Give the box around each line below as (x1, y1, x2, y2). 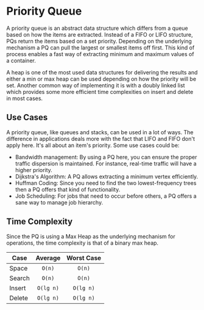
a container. (6, 57, 37, 64)
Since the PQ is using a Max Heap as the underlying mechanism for (6, 232, 175, 240)
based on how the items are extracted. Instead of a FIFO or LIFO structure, (6, 31, 193, 38)
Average (35, 253, 61, 262)
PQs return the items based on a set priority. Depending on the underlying (6, 37, 192, 45)
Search (9, 273, 30, 282)
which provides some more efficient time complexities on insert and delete (6, 88, 194, 95)
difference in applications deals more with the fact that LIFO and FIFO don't (6, 135, 195, 142)
